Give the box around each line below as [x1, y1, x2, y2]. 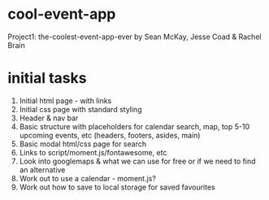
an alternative [19, 164, 66, 175]
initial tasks [7, 69, 87, 88]
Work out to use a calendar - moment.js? [19, 173, 156, 183]
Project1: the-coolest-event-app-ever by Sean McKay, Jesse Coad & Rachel [7, 32, 262, 41]
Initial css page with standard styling [19, 104, 142, 114]
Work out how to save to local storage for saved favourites [19, 182, 216, 192]
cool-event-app [7, 5, 116, 24]
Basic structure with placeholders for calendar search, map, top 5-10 [19, 121, 250, 131]
